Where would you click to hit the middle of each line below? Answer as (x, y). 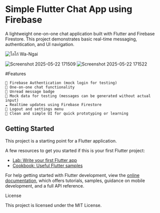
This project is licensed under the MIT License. (53, 205)
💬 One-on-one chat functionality (40, 87)
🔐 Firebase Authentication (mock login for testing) (61, 83)
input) (12, 100)
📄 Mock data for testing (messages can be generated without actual (78, 96)
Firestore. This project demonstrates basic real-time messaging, (71, 39)
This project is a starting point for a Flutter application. (61, 140)
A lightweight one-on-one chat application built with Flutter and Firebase (80, 33)
